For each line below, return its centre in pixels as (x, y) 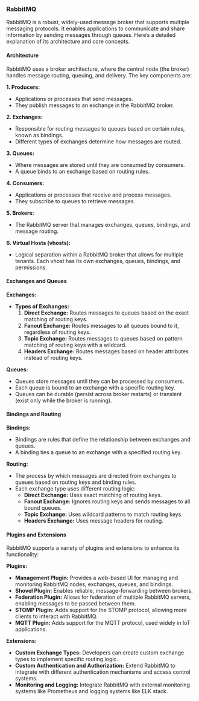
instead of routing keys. (53, 357)
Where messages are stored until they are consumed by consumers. (100, 165)
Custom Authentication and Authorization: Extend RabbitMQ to (95, 666)
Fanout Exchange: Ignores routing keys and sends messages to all (107, 501)
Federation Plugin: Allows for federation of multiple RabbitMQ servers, (103, 597)
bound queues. (43, 507)
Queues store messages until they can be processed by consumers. (99, 381)
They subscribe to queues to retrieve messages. (75, 201)
